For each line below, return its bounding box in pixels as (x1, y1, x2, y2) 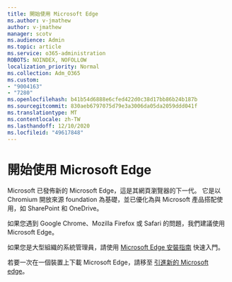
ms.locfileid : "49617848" (7, 129, 83, 136)
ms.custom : (7, 76, 40, 84)
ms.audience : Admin (7, 37, 65, 44)
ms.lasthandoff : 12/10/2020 (7, 122, 91, 130)
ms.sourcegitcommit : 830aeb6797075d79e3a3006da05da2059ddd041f (7, 103, 198, 110)
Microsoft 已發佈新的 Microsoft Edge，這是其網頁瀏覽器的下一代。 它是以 (7, 186, 221, 195)
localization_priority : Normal (7, 63, 100, 70)
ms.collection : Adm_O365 (7, 69, 81, 77)
